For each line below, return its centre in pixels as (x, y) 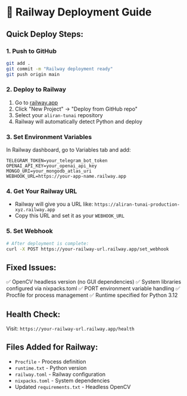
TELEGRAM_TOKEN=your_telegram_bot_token (57, 161)
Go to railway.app (36, 102)
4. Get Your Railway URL (42, 191)
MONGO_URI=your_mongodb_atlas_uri (49, 171)
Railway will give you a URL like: (54, 204)
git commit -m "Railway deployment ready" (60, 69)
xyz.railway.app (35, 210)
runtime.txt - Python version (51, 367)
